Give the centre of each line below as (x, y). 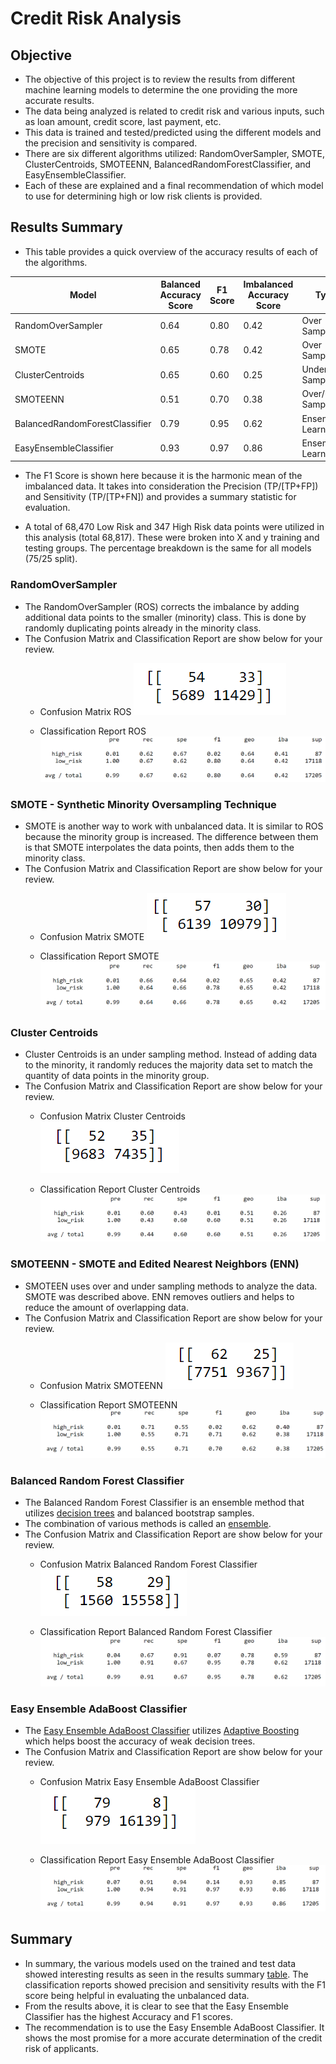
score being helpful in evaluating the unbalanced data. (137, 1995)
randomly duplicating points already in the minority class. (143, 628)
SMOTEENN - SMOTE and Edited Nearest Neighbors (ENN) (155, 1264)
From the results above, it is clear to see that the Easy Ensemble (156, 2006)
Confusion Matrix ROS (85, 711)
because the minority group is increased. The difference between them (171, 837)
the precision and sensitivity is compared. (111, 143)
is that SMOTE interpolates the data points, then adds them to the (159, 848)
